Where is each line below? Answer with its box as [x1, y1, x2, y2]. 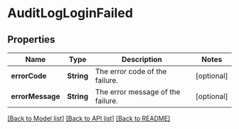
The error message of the [95, 87, 181, 97]
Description [122, 55, 162, 64]
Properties [7, 33, 55, 46]
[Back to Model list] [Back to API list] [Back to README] [7, 114, 171, 123]
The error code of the [95, 66, 167, 76]
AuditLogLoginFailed [7, 5, 134, 21]
